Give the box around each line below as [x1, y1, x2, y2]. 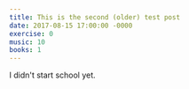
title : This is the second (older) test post [9, 12, 180, 22]
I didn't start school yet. [9, 70, 96, 80]
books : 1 [9, 46, 42, 55]
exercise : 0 [9, 29, 53, 38]
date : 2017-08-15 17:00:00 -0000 [9, 21, 133, 30]
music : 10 [9, 37, 46, 47]
